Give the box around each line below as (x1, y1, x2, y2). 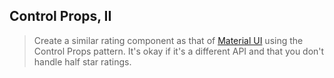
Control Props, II (9, 8, 112, 25)
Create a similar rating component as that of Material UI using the (33, 34, 304, 46)
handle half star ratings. (33, 55, 132, 68)
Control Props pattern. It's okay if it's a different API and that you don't (33, 45, 325, 57)
